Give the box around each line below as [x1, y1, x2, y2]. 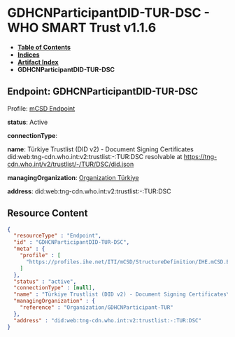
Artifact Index [17, 57, 59, 66]
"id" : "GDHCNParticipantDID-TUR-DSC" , [13, 239, 130, 246]
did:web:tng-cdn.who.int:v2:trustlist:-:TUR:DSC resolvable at [7, 152, 183, 160]
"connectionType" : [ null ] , [13, 284, 96, 291]
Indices [17, 50, 40, 59]
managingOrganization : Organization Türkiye [7, 173, 139, 181]
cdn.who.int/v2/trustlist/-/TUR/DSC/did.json [7, 160, 134, 168]
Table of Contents [17, 43, 71, 51]
